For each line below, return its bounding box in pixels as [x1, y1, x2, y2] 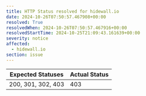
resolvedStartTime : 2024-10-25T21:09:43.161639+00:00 [6, 30, 141, 36]
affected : [6, 41, 30, 47]
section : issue [6, 52, 43, 58]
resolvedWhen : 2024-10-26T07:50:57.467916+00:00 [6, 24, 127, 31]
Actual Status [70, 70, 109, 79]
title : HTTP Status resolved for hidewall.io [6, 8, 119, 15]
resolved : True [6, 19, 43, 25]
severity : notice [6, 35, 49, 41]
